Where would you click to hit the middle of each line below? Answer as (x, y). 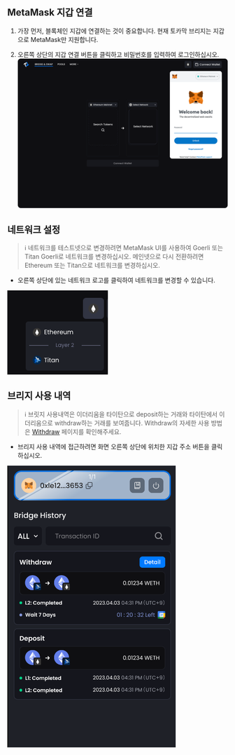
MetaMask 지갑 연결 (50, 13)
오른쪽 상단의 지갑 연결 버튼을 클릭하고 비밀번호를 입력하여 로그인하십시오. (118, 54)
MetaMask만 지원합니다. (64, 39)
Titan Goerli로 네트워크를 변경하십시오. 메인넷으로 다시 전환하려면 (114, 257)
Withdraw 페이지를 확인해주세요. (77, 431)
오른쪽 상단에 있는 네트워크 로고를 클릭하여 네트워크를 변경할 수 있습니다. (116, 280)
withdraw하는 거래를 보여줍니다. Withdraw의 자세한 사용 (132, 423)
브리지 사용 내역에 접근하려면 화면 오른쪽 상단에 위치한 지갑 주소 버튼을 (113, 447)
